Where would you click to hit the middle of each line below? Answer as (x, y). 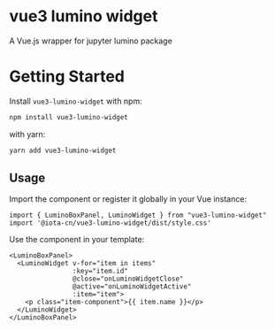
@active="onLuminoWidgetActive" (132, 287)
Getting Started (67, 77)
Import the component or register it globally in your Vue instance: (128, 199)
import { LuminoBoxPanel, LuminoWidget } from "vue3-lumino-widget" (138, 215)
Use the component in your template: (77, 240)
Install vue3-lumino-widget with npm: (76, 101)
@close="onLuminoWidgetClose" (128, 279)
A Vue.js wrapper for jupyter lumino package (91, 41)
